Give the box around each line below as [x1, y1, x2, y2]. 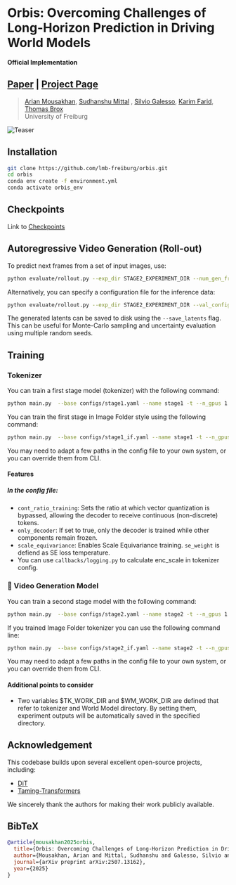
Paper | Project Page [7, 79, 98, 91]
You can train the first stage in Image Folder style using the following [7, 413, 206, 421]
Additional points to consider [7, 680, 94, 690]
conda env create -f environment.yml [7, 178, 118, 185]
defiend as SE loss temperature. [17, 548, 110, 557]
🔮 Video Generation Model [7, 581, 99, 591]
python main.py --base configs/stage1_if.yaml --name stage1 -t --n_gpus [7, 434, 231, 441]
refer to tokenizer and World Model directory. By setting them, [17, 704, 197, 712]
